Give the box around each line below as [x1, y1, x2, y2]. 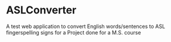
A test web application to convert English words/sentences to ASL [6, 23, 166, 30]
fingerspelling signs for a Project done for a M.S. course [6, 29, 142, 36]
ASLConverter [6, 3, 77, 17]
